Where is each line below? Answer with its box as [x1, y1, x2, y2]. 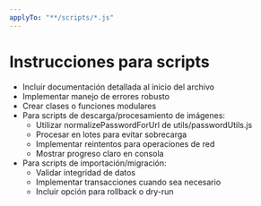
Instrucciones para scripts [9, 51, 210, 72]
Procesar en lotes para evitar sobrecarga [35, 129, 187, 140]
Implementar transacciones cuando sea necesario [35, 176, 222, 187]
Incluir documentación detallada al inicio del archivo [22, 82, 215, 92]
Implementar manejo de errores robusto [22, 90, 170, 101]
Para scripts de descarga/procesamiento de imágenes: [22, 109, 226, 121]
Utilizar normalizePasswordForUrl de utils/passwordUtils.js [35, 119, 253, 130]
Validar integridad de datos [35, 167, 136, 177]
